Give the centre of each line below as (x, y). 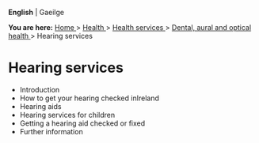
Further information (51, 131)
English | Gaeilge (36, 12)
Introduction (40, 89)
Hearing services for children (67, 115)
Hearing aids (40, 106)
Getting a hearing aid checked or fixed (82, 123)
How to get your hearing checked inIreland (90, 98)
